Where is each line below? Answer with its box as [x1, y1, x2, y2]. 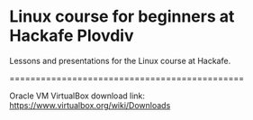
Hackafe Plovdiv [9, 25, 134, 46]
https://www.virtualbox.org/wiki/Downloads [9, 99, 171, 110]
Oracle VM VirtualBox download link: [9, 90, 146, 101]
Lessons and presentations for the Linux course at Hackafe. [9, 55, 231, 66]
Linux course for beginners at [9, 6, 235, 27]
